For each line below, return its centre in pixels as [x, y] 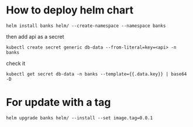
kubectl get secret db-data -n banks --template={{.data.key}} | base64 [96, 74]
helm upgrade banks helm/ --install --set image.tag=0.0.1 [80, 118]
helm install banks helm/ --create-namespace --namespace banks [86, 26]
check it [16, 63]
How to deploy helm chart [70, 10]
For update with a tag [58, 102]
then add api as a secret [35, 36]
